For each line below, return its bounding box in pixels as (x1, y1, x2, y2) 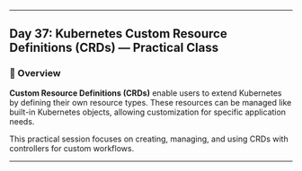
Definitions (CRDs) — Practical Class (9, 40, 218, 56)
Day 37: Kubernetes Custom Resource (9, 26, 227, 41)
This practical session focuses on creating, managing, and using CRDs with (9, 133, 289, 144)
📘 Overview (9, 67, 61, 80)
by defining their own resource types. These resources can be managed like (9, 97, 292, 107)
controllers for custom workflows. (9, 142, 135, 153)
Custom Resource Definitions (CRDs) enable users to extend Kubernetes (9, 87, 282, 98)
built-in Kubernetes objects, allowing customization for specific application (9, 107, 286, 117)
